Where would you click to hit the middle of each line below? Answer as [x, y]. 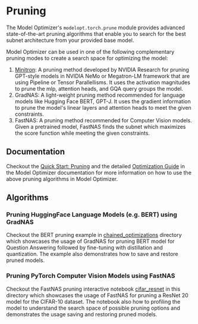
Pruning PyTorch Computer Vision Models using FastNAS [91, 276]
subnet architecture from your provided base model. [70, 40]
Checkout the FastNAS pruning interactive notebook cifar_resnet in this [93, 289]
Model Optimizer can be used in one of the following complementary [90, 51]
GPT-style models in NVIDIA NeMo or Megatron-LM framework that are [102, 76]
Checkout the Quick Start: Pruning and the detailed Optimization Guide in [96, 166]
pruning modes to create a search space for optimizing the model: [87, 58]
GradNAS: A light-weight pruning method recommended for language [100, 95]
